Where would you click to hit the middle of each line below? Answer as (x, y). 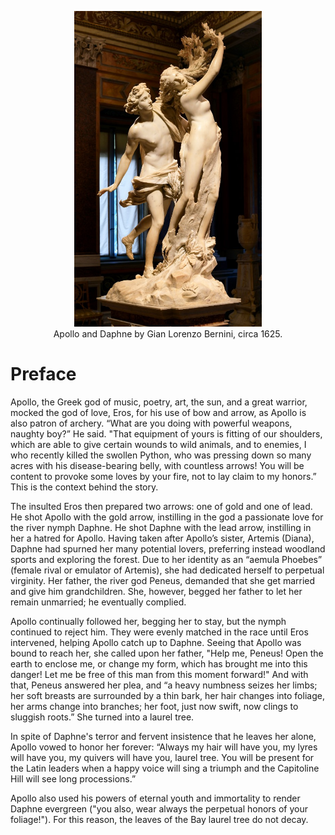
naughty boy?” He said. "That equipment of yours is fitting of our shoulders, (166, 433)
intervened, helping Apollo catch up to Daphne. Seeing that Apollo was (156, 642)
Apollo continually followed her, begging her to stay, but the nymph (148, 621)
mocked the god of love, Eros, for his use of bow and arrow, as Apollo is (158, 412)
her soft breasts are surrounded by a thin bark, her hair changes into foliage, (167, 695)
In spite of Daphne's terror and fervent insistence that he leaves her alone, (163, 736)
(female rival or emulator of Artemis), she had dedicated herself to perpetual (167, 570)
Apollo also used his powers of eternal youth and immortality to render (155, 798)
